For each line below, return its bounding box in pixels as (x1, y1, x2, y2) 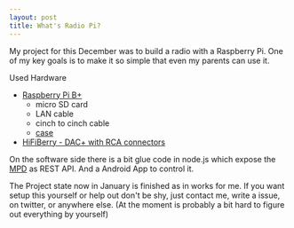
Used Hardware (9, 72, 67, 83)
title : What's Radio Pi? (9, 21, 101, 30)
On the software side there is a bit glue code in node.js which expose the (9, 153, 276, 164)
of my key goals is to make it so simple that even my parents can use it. (9, 55, 270, 66)
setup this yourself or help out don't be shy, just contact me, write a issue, (9, 190, 281, 200)
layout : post (9, 12, 58, 22)
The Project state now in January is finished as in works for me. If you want (9, 180, 285, 191)
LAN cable (35, 108, 74, 119)
